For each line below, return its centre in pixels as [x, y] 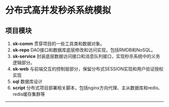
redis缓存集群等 [29, 94]
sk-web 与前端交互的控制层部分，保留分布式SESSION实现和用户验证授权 [88, 69]
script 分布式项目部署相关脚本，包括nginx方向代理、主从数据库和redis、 [88, 88]
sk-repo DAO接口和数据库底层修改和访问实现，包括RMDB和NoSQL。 [84, 50]
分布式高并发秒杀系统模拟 [58, 10]
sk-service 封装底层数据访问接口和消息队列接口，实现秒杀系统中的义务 [86, 56]
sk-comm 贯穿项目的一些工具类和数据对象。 [58, 44]
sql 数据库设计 [27, 82]
